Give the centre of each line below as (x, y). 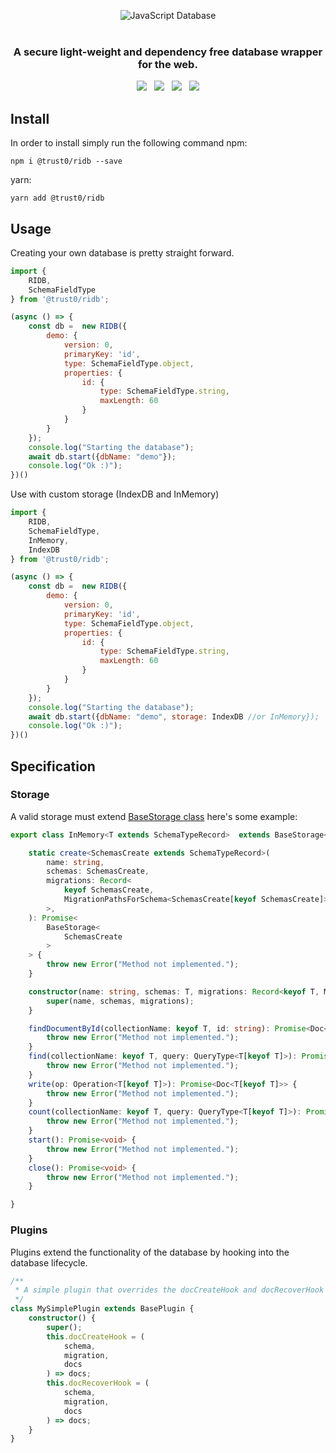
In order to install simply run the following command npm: (129, 143)
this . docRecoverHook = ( (98, 1383)
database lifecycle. (49, 1262)
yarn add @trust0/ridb (57, 198)
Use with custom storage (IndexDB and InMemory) (115, 494)
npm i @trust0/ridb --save (66, 161)
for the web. (168, 64)
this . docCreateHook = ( (95, 1336)
